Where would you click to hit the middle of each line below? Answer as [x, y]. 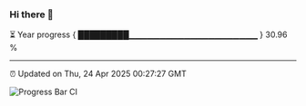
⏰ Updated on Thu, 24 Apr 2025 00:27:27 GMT [98, 74]
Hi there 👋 [32, 14]
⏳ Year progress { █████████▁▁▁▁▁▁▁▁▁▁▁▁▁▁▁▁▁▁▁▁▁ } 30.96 [148, 34]
